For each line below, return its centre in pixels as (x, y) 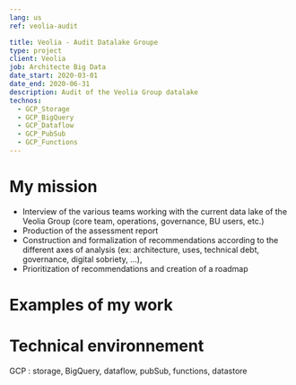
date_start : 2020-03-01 (54, 76)
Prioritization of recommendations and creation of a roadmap (135, 268)
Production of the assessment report (90, 231)
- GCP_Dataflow (46, 126)
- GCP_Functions (48, 143)
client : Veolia (38, 59)
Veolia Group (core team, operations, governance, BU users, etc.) (143, 221)
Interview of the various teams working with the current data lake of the (155, 211)
